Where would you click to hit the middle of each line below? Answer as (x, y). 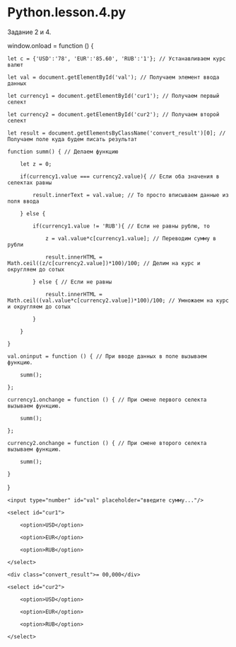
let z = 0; (36, 164)
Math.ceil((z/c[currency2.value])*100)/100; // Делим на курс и (104, 263)
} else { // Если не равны (72, 282)
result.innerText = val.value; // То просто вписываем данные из (131, 195)
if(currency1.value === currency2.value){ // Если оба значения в (120, 176)
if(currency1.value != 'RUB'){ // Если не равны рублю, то (122, 226)
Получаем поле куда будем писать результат (72, 139)
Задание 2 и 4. (29, 32)
